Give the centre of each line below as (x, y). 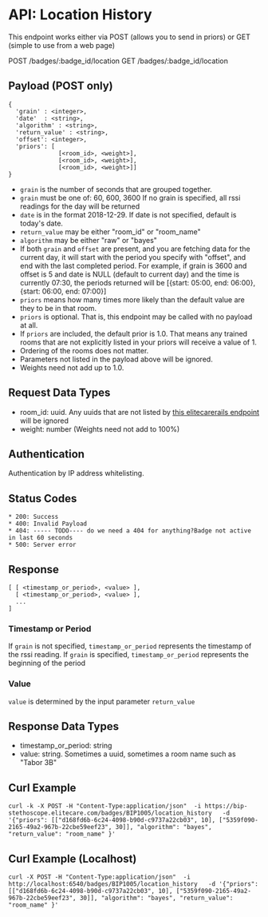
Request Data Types (59, 393)
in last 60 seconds (41, 538)
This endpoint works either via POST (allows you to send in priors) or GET (130, 37)
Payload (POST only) (61, 86)
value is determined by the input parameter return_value (102, 701)
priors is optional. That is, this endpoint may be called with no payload (136, 317)
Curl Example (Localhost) (73, 858)
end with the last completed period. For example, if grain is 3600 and (133, 265)
